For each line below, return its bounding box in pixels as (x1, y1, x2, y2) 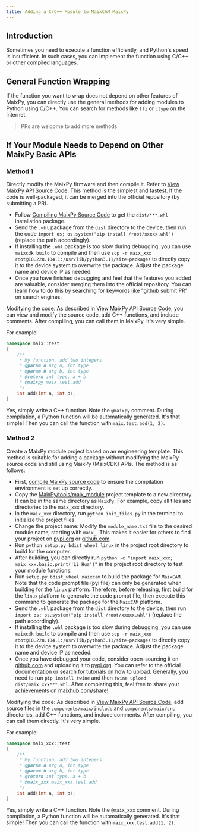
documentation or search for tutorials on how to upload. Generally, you (14, 668, 188, 675)
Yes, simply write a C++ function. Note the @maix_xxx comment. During (6, 806, 179, 814)
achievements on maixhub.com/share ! (14, 687, 109, 694)
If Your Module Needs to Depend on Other (6, 140, 164, 150)
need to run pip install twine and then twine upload (14, 674, 147, 681)
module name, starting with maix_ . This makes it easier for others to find (14, 528, 191, 536)
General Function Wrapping (6, 76, 110, 86)
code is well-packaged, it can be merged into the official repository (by (6, 193, 180, 200)
